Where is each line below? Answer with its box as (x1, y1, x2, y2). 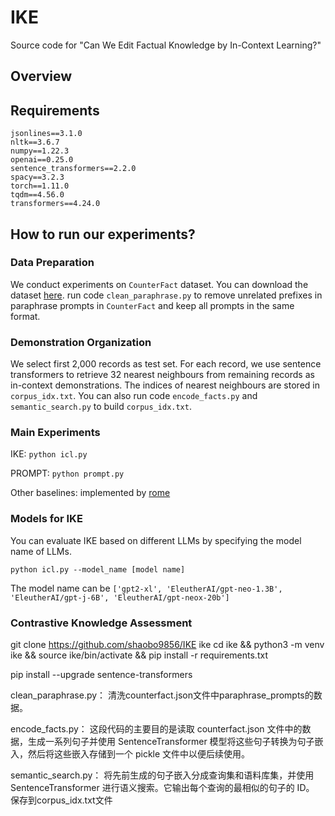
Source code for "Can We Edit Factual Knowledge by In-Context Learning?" (10, 39, 322, 51)
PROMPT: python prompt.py (10, 467, 125, 480)
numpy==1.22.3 (10, 146, 70, 156)
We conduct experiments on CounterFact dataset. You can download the (10, 278, 309, 290)
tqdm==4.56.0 (10, 190, 65, 200)
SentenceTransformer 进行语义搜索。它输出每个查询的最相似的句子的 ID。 (10, 782, 315, 794)
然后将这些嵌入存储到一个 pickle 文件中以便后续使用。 (27, 748, 251, 760)
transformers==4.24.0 (10, 199, 101, 209)
